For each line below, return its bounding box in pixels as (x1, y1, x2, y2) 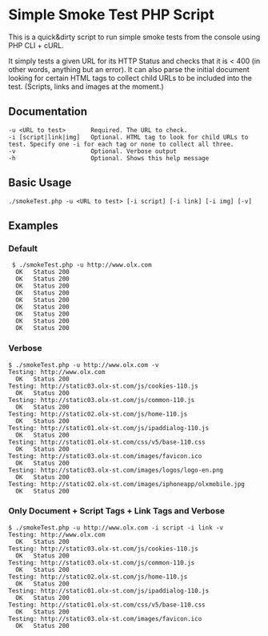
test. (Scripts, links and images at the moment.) (8, 82, 164, 91)
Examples (8, 219, 58, 232)
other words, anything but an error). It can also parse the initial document (8, 64, 250, 74)
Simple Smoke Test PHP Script (8, 6, 214, 24)
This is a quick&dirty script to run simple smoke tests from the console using (8, 32, 261, 42)
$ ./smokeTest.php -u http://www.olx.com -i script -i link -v (8, 523, 224, 532)
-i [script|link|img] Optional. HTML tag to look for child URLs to (8, 133, 249, 141)
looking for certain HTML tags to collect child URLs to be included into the (8, 73, 252, 83)
